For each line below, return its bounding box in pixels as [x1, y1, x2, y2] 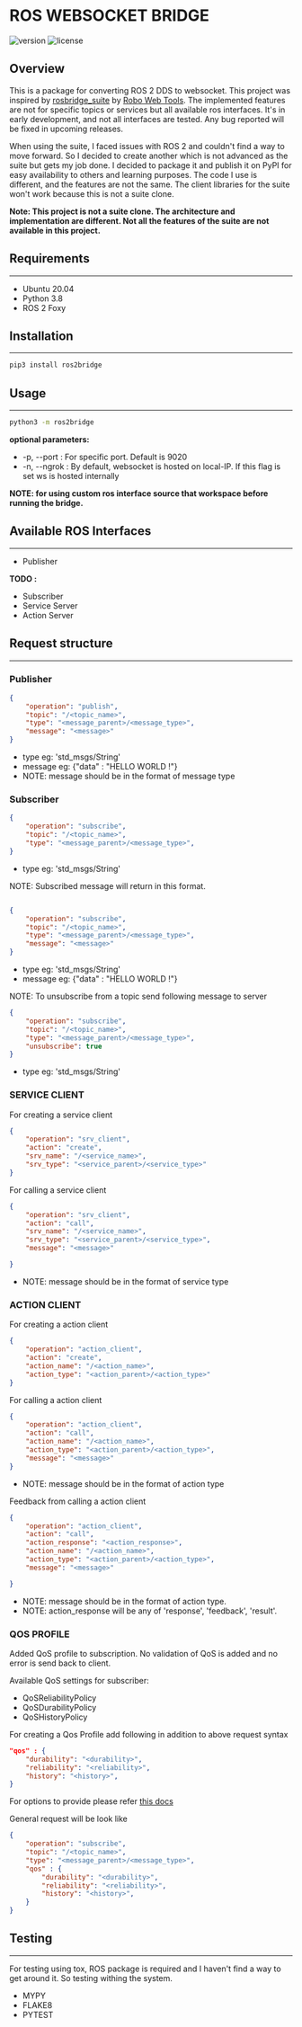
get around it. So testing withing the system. [9, 1972, 173, 1983]
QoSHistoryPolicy [22, 1711, 88, 1722]
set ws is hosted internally [22, 470, 120, 481]
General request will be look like [9, 1813, 128, 1825]
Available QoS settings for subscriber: [9, 1675, 150, 1685]
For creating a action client [9, 1319, 109, 1330]
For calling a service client [9, 1184, 107, 1196]
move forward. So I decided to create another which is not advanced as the [9, 150, 289, 161]
